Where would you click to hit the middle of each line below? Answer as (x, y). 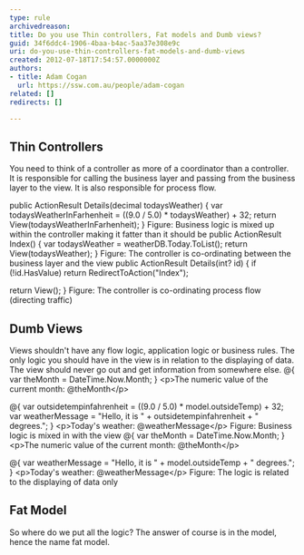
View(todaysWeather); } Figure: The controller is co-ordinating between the (151, 254)
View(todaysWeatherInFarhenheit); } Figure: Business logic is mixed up (142, 225)
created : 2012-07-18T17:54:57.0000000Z (85, 60)
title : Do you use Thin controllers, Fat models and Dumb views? (135, 34)
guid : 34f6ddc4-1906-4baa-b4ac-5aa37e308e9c (95, 43)
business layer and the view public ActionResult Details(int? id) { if (133, 263)
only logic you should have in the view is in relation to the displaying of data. (152, 360)
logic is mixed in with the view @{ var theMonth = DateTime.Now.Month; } (147, 435)
